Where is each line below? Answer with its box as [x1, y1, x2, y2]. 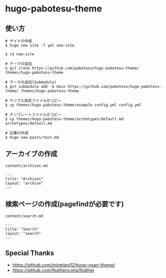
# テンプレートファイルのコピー [5, 112, 62, 117]
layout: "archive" [5, 181, 43, 186]
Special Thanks [5, 249, 54, 258]
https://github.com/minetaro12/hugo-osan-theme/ [12, 262, 116, 268]
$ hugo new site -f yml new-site [5, 43, 75, 48]
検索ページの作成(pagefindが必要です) [5, 200, 124, 209]
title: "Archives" [5, 176, 43, 181]
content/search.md [5, 213, 43, 219]
